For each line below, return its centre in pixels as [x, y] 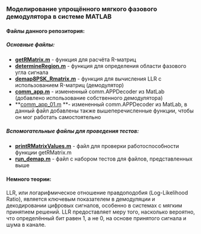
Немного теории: [29, 179]
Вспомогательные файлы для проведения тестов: [73, 131]
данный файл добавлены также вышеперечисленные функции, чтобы [104, 111]
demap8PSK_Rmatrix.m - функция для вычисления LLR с [88, 79]
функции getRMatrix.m [43, 153]
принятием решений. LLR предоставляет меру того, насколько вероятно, [100, 212]
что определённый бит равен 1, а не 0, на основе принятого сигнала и [96, 218]
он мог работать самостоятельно [58, 117]
